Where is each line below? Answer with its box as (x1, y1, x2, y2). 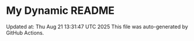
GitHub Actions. (6, 29, 44, 36)
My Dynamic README (6, 4, 115, 17)
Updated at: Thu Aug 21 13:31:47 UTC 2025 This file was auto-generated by (6, 23, 188, 30)
